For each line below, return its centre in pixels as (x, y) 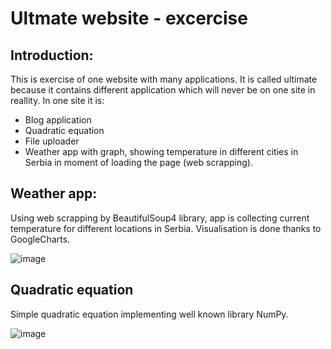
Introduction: (52, 55)
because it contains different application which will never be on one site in (163, 90)
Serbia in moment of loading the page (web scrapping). (138, 162)
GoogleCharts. (40, 239)
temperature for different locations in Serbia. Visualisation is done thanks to (166, 228)
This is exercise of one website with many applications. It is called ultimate (164, 79)
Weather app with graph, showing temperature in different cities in (161, 151)
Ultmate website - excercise (129, 18)
